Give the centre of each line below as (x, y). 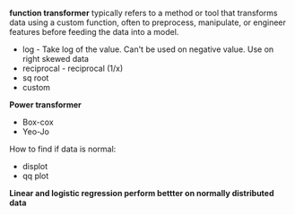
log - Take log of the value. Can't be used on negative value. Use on (148, 49)
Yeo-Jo (35, 132)
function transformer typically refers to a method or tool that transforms (143, 13)
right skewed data (56, 59)
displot (35, 166)
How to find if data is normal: (63, 149)
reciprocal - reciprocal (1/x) (73, 68)
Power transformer (46, 105)
